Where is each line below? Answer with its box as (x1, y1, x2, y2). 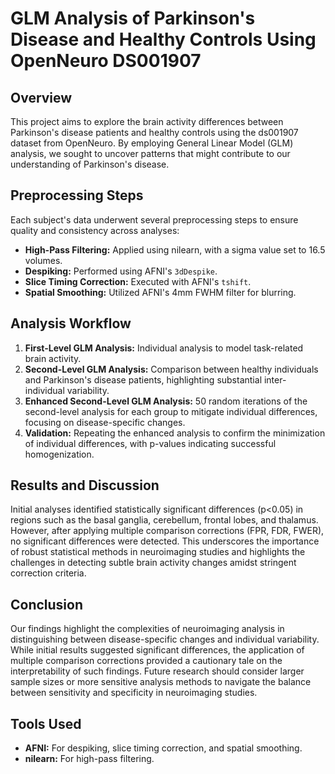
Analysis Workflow (10, 315, 132, 332)
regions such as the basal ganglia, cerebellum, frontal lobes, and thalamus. (10, 514, 319, 526)
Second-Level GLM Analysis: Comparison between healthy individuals (24, 363, 319, 375)
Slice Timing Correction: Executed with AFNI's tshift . (24, 275, 252, 287)
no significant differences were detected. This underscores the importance (10, 535, 320, 547)
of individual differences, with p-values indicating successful (24, 437, 277, 449)
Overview (10, 89, 73, 106)
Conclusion (10, 596, 84, 613)
